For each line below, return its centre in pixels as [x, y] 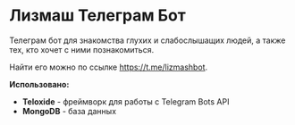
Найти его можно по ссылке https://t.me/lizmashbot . [109, 67]
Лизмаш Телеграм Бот [97, 16]
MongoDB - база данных [69, 111]
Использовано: [39, 84]
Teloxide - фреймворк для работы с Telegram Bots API [126, 101]
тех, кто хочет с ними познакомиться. [82, 49]
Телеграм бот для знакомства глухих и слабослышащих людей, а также [147, 40]
